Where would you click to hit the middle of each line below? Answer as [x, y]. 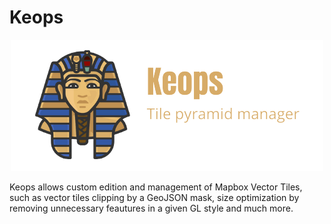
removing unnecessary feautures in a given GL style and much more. [151, 208]
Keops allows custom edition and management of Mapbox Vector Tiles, [156, 187]
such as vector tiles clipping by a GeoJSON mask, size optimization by [154, 197]
